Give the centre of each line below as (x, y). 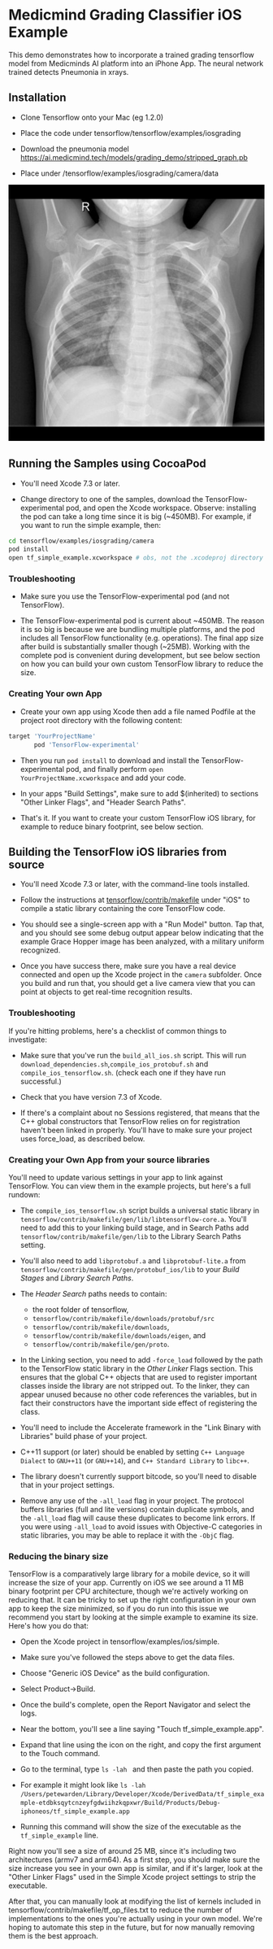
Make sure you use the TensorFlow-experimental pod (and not (125, 596)
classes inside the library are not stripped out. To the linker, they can (135, 1385)
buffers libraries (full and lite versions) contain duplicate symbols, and (137, 1509)
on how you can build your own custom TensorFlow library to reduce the (142, 664)
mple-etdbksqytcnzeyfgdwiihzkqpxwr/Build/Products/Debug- (120, 1803)
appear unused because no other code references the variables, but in (139, 1394)
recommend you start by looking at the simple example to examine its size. (133, 1617)
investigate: (28, 1040)
